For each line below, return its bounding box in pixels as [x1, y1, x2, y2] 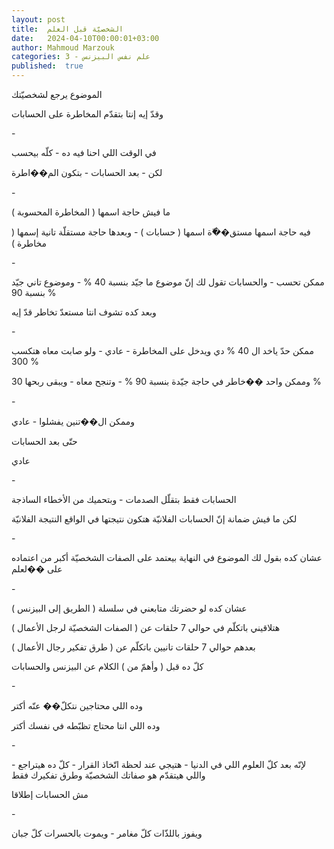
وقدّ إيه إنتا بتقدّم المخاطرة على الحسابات [11, 108, 164, 120]
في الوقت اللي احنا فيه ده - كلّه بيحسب [11, 147, 157, 158]
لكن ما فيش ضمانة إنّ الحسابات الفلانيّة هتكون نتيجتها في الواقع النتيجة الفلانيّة [11, 513, 298, 525]
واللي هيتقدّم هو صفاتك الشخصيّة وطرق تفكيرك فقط [11, 769, 206, 781]
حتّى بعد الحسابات [11, 436, 78, 447]
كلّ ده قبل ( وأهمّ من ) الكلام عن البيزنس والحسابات [11, 661, 204, 672]
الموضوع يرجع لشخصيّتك [11, 89, 103, 100]
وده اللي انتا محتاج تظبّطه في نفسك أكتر [11, 720, 161, 731]
